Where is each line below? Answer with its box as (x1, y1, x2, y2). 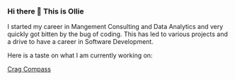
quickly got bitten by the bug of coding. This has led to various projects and (7, 30, 229, 38)
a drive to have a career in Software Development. (7, 38, 154, 46)
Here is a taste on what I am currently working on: (7, 51, 153, 59)
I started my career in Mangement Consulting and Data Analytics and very (7, 23, 224, 31)
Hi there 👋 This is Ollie (7, 6, 84, 16)
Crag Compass (7, 65, 52, 74)
